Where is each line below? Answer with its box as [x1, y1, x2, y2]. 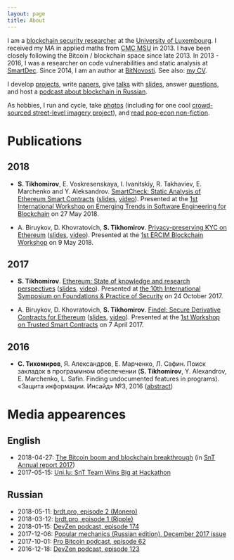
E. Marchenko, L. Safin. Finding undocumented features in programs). [17, 374, 220, 383]
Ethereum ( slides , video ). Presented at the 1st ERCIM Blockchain [17, 230, 204, 239]
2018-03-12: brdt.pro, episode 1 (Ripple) [17, 514, 134, 523]
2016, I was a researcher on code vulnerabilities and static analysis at [7, 58, 209, 67]
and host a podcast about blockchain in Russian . [7, 87, 148, 96]
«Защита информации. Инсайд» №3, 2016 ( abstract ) [17, 382, 174, 390]
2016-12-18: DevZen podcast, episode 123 [17, 545, 140, 553]
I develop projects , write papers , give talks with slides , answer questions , [7, 79, 219, 88]
